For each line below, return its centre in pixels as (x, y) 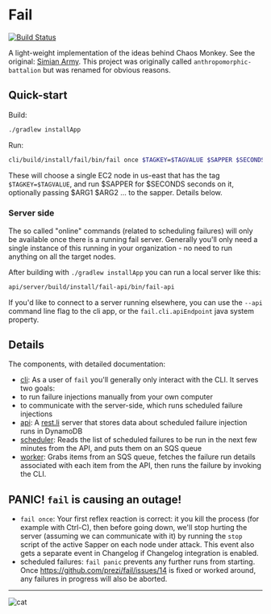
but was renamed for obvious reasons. (107, 69)
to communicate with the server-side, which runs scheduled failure (131, 406)
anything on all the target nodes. (62, 257)
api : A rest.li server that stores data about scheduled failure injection (133, 423)
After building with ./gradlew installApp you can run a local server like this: (135, 272)
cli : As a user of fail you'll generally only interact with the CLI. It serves (139, 380)
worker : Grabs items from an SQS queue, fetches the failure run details (138, 457)
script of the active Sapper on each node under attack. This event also (137, 545)
